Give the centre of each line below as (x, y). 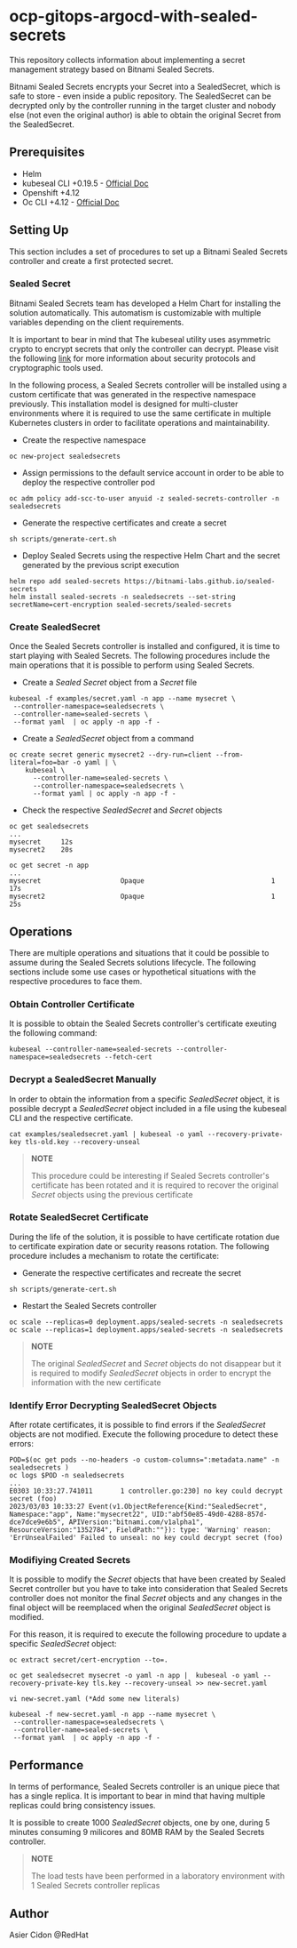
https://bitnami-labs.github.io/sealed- (199, 581)
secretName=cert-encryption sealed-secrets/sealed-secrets (121, 605)
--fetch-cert (128, 1057)
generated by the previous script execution (101, 565)
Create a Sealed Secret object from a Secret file (109, 683)
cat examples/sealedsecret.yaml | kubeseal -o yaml (106, 1134)
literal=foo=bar (39, 763)
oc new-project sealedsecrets (65, 456)
